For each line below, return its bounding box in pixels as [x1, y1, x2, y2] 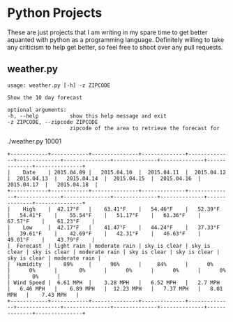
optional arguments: [7, 106, 68, 113]
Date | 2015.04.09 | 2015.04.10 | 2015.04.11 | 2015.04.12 [22, 169, 227, 176]
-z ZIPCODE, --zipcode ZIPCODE [7, 118, 98, 125]
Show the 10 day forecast [7, 94, 82, 101]
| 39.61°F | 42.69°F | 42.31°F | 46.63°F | [7, 230, 201, 237]
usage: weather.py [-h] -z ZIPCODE [7, 82, 111, 89]
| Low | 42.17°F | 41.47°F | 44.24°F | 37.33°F [7, 224, 220, 231]
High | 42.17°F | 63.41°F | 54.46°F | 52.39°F [22, 205, 220, 213]
